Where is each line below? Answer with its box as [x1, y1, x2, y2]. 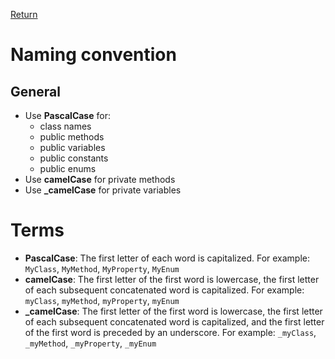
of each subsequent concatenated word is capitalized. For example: [24, 284, 305, 296]
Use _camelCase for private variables [24, 184, 182, 196]
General [10, 83, 62, 100]
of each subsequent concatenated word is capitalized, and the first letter [24, 315, 325, 328]
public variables [39, 142, 106, 153]
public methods [39, 131, 105, 143]
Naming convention [10, 44, 177, 66]
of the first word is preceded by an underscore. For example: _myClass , [24, 326, 317, 338]
